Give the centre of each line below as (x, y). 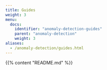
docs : (16, 24)
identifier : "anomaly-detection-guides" (58, 29)
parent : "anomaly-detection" (46, 34)
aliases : (15, 43)
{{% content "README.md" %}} (39, 62)
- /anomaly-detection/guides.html (47, 48)
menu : (11, 19)
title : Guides (21, 10)
